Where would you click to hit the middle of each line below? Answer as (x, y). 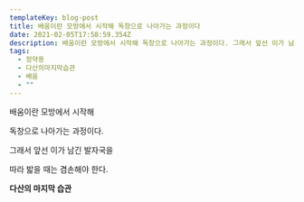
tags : (19, 51)
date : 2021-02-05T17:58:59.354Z (70, 34)
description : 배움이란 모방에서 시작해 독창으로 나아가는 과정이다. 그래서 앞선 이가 (147, 43)
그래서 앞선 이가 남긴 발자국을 (62, 150)
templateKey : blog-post (54, 18)
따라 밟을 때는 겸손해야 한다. (59, 169)
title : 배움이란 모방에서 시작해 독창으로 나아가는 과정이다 (105, 26)
